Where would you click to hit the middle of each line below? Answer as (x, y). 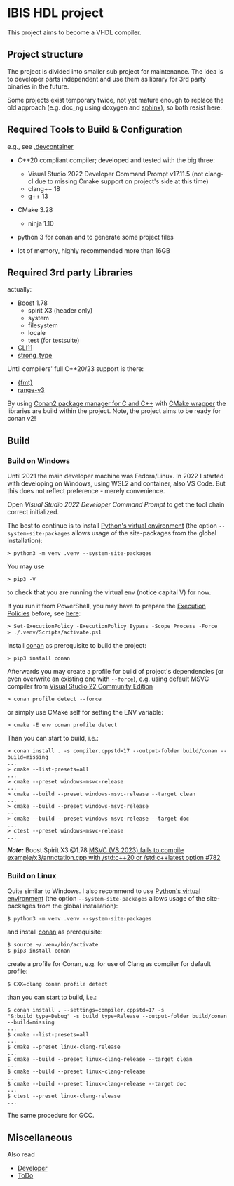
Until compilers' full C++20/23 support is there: (76, 369)
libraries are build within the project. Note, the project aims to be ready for (114, 411)
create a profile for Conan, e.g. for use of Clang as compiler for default (109, 964)
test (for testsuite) (54, 340)
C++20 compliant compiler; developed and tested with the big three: (116, 160)
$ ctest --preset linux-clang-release (64, 1096)
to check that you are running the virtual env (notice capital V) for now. (109, 592)
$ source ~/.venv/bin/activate (53, 945)
